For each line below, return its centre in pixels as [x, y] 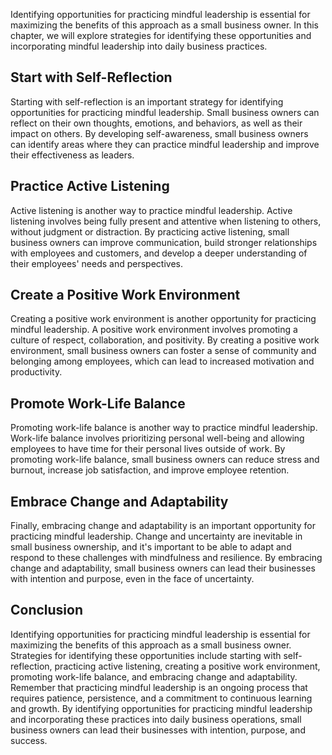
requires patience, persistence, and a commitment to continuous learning [161, 698]
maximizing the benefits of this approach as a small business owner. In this [164, 25]
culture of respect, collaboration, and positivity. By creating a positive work [165, 340]
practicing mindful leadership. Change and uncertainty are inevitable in [156, 536]
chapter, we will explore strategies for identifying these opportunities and [161, 35]
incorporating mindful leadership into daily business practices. [139, 46]
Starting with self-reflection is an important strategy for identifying [147, 101]
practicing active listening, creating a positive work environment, [187, 666]
